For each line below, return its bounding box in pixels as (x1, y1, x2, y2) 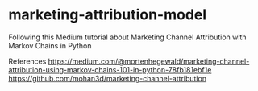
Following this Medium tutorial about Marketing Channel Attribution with (8, 32, 247, 42)
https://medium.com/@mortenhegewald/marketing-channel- (48, 56, 250, 66)
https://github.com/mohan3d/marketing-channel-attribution (8, 73, 207, 83)
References (8, 56, 47, 66)
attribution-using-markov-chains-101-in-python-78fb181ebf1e (8, 64, 212, 74)
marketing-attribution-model (8, 6, 207, 24)
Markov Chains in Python (8, 40, 92, 50)
